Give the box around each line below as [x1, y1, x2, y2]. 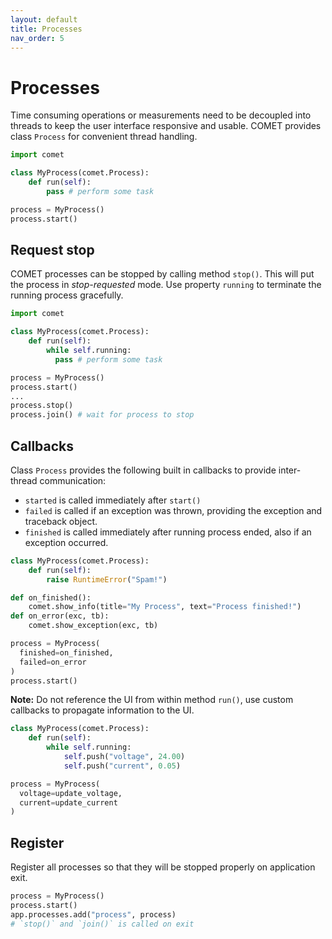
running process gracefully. [10, 289, 124, 301]
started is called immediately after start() [24, 494, 202, 506]
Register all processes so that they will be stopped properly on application [10, 861, 316, 873]
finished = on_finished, [19, 647, 114, 658]
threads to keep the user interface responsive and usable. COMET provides [10, 120, 322, 132]
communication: [39, 474, 107, 486]
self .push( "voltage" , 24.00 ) [63, 752, 186, 762]
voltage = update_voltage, [19, 788, 123, 798]
